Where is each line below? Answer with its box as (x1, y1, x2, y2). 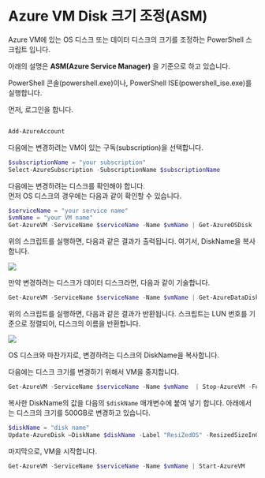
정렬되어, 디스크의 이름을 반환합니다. (28, 319, 141, 328)
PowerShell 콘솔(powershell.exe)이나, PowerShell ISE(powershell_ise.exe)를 (8, 78, 252, 88)
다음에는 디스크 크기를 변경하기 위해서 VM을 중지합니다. (8, 368, 180, 377)
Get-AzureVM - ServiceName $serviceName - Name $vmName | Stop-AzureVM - (8, 383, 252, 391)
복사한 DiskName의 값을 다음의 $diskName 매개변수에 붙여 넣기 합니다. (8, 398, 225, 407)
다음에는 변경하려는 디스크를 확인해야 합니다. (8, 181, 146, 190)
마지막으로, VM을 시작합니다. (8, 446, 97, 456)
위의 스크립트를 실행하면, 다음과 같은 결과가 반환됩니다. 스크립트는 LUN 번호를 (8, 309, 248, 319)
